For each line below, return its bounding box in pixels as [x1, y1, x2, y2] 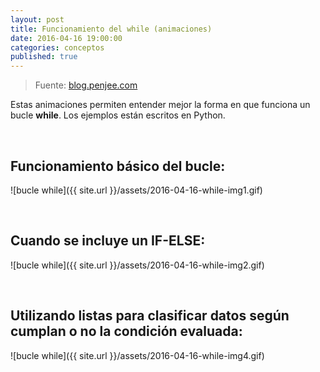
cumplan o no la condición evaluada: [10, 323, 243, 340]
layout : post [10, 14, 65, 25]
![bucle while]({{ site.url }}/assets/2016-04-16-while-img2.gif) [10, 259, 265, 271]
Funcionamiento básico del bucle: [10, 157, 226, 175]
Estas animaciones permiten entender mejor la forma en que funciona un [10, 99, 311, 111]
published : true [10, 52, 78, 62]
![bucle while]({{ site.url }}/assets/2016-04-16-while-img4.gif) [10, 349, 265, 361]
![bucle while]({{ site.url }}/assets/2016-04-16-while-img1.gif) [10, 184, 263, 196]
